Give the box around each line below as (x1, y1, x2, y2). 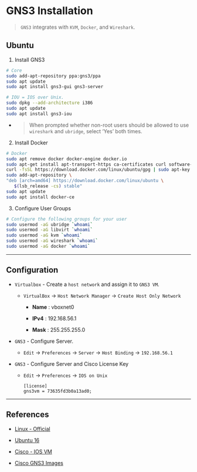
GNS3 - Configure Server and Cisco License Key (14, 360, 129, 368)
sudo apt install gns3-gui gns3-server (6, 84, 104, 90)
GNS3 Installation (6, 4, 93, 18)
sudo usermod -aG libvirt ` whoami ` (6, 227, 93, 233)
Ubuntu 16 (14, 436, 40, 444)
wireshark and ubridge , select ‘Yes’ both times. (29, 127, 142, 134)
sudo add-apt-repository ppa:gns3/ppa (6, 73, 101, 79)
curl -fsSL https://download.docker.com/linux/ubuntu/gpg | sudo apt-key (6, 167, 191, 173)
